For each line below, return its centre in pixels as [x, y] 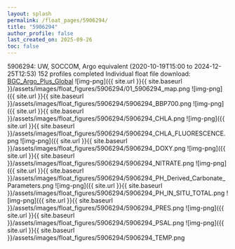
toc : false [23, 46]
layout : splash [29, 14]
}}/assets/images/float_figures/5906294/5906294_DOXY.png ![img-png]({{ [116, 148]
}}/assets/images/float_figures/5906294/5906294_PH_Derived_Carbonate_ [116, 178]
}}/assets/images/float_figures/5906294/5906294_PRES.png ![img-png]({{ [116, 208]
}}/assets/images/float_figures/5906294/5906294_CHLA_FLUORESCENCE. [116, 133]
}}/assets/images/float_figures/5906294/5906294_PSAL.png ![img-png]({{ [116, 223]
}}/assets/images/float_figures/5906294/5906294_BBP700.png [99, 103]
